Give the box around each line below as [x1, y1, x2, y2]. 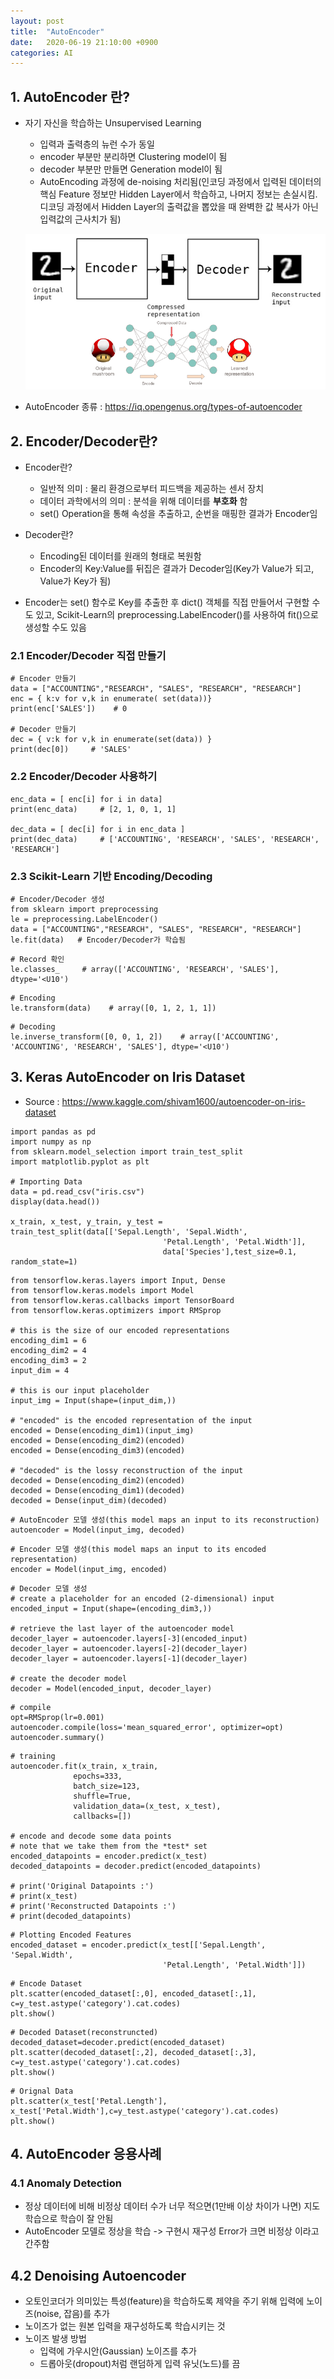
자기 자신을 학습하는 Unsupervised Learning [24, 117, 202, 129]
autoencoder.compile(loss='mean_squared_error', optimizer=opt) [10, 1722, 284, 1732]
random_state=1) [10, 1256, 78, 1267]
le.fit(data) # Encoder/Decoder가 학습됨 [10, 935, 186, 945]
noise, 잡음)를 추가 [36, 2308, 110, 2320]
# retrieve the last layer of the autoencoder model [10, 1623, 235, 1634]
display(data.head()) [10, 1196, 101, 1207]
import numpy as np [10, 1136, 92, 1147]
